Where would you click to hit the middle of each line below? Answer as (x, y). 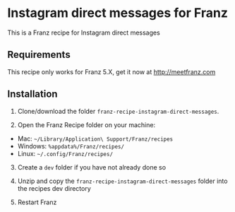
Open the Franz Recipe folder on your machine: (86, 124)
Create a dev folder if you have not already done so (92, 167)
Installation (32, 94)
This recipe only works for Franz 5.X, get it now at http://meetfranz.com (112, 71)
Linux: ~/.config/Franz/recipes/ (65, 153)
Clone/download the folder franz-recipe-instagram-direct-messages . (118, 111)
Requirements (39, 55)
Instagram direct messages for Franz (117, 13)
